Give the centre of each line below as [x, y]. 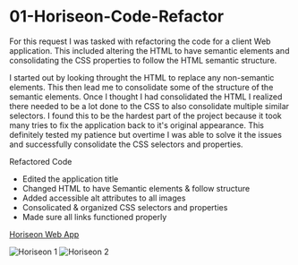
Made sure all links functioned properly [94, 217]
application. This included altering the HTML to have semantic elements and [149, 50]
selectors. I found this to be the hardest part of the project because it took [145, 115]
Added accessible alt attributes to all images [104, 198]
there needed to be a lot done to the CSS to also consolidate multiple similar [149, 106]
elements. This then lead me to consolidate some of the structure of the [141, 87]
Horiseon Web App [44, 234]
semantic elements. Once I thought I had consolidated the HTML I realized [146, 97]
